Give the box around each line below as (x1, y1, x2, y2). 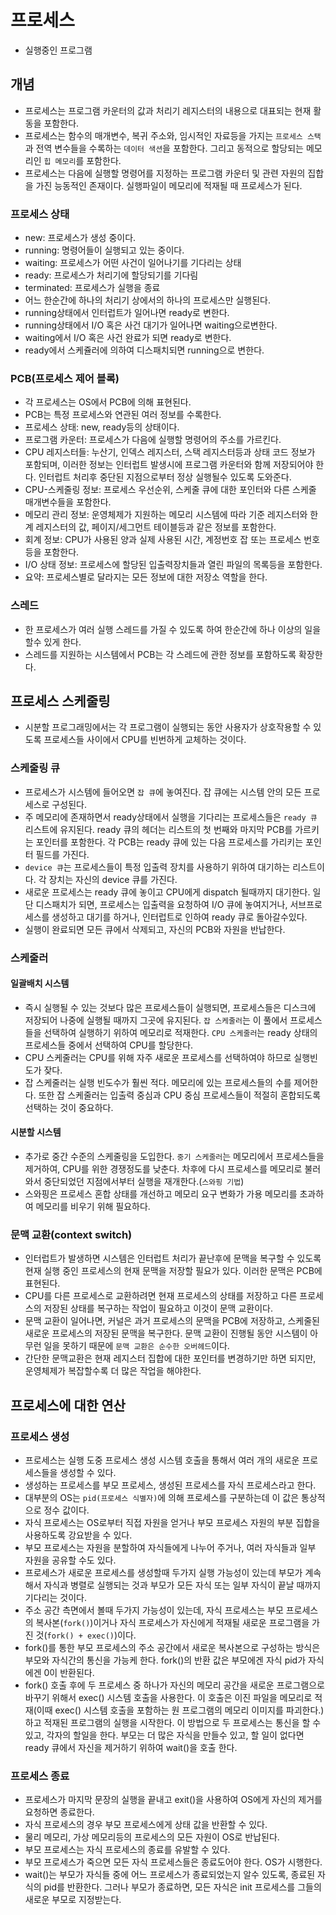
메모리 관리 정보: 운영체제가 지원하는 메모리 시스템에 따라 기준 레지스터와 (24, 509, 308, 521)
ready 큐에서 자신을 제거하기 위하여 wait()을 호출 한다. (24, 1742, 238, 1754)
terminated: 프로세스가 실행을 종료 (24, 282, 161, 294)
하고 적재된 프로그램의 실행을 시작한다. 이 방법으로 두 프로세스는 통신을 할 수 (24, 1717, 322, 1729)
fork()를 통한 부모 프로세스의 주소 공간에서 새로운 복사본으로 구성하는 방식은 (24, 1642, 321, 1654)
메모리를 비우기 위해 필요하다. (35, 1201, 151, 1213)
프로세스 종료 (10, 1769, 70, 1783)
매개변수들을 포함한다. (24, 496, 112, 508)
